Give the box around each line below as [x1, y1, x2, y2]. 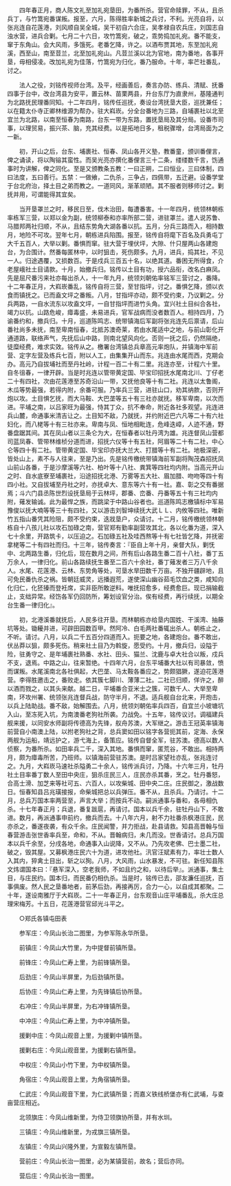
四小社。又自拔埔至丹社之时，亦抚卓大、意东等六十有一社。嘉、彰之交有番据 [7, 481, 224, 488]
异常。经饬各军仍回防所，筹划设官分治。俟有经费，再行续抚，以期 [30, 592, 218, 601]
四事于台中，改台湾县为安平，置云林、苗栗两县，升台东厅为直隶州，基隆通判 [7, 90, 224, 98]
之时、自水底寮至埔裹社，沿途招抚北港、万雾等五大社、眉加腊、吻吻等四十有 [7, 472, 224, 480]
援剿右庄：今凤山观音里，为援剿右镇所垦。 [19, 1046, 140, 1054]
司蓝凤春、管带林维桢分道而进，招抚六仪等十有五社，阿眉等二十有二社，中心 [7, 437, 224, 446]
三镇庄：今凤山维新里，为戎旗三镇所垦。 [19, 1128, 134, 1136]
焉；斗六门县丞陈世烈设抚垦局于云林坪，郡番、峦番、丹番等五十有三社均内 [7, 489, 218, 497]
